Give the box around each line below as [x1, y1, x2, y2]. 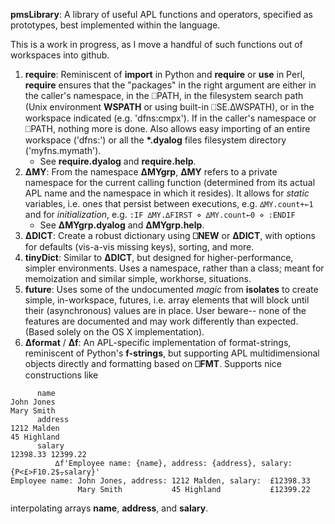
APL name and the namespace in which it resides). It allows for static [24, 187, 310, 199]
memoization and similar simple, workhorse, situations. [24, 273, 252, 284]
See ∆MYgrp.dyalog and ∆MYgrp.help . [39, 219, 205, 231]
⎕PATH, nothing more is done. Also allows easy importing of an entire [24, 123, 311, 134]
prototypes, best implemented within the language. [10, 19, 221, 31]
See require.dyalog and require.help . [39, 155, 197, 167]
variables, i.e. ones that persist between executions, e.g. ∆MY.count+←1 [24, 198, 314, 209]
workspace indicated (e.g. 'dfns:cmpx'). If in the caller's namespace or [24, 112, 317, 124]
